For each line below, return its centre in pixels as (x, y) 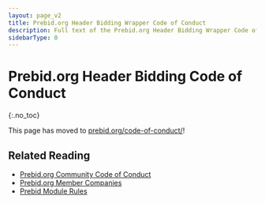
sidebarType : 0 (33, 38)
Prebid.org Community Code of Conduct (85, 174)
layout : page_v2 (35, 15)
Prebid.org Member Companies (71, 183)
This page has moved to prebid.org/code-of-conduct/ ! (97, 130)
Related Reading (49, 155)
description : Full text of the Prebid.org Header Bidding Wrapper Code (128, 30)
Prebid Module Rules (54, 191)
